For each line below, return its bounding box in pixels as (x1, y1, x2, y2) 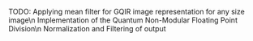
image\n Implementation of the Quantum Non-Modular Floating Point (8, 15, 238, 25)
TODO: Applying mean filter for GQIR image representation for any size (8, 7, 245, 16)
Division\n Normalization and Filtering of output (8, 24, 166, 33)
